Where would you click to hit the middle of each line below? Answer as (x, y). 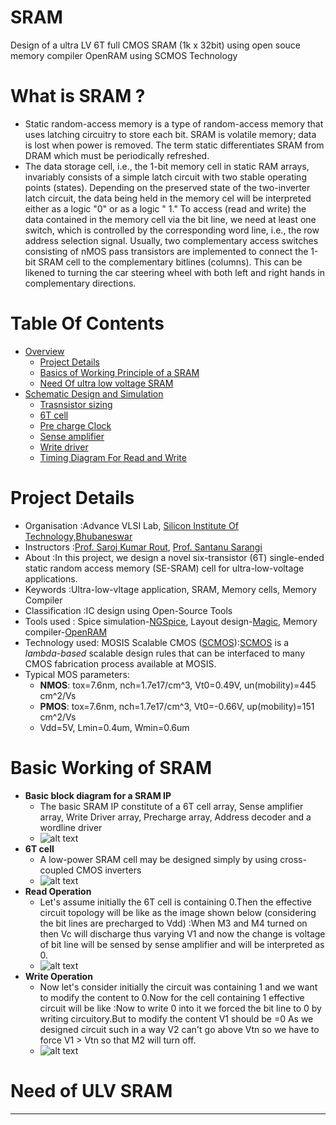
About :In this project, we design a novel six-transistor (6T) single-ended (174, 557)
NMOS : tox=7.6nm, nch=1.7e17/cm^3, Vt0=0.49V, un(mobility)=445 (178, 685)
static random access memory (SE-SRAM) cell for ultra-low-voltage (164, 568)
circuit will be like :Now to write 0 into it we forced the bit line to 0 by (180, 1008)
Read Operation (58, 891)
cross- (293, 859)
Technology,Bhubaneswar (78, 536)
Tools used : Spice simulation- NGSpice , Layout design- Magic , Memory (171, 621)
